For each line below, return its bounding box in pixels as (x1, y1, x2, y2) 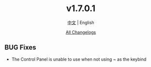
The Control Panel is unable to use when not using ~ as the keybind (11, 56, 147, 62)
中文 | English (67, 19, 95, 25)
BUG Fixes (4, 43, 37, 51)
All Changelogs (65, 29, 96, 35)
